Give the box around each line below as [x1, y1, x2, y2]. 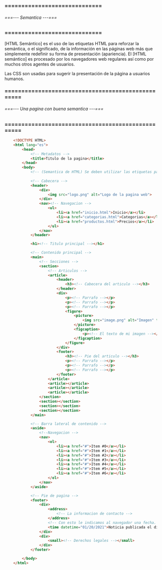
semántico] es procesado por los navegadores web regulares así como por [4, 56, 154, 62]
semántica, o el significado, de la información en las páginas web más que [4, 46, 153, 51]
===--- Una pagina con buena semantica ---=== [4, 106, 103, 112]
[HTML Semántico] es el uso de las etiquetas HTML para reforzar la [4, 40, 139, 46]
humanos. [4, 76, 25, 81]
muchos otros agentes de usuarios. [4, 61, 75, 67]
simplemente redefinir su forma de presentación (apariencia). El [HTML [4, 51, 147, 57]
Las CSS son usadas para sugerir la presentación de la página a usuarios [4, 70, 150, 76]
